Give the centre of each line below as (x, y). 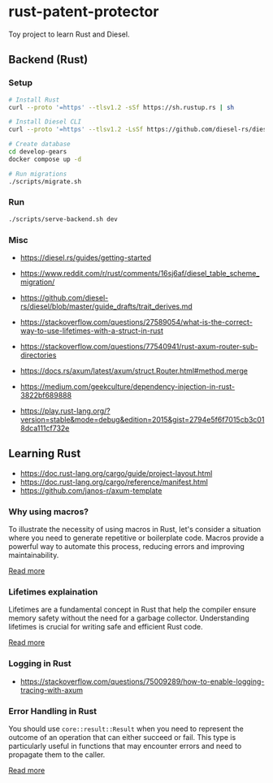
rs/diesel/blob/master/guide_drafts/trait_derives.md (106, 306)
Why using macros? (49, 512)
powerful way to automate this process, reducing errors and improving (127, 547)
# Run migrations (38, 174)
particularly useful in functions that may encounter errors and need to (125, 746)
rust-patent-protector (84, 12)
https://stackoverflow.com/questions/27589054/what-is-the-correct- (136, 322)
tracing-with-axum (52, 690)
